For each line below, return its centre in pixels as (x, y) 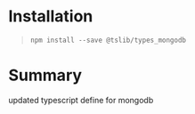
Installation (51, 16)
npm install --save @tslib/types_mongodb (108, 40)
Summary (45, 75)
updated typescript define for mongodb (81, 100)
